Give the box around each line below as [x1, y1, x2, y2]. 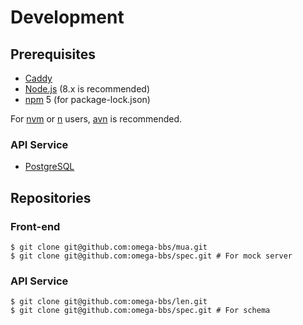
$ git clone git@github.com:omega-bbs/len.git [10, 297, 208, 307]
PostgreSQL [24, 161, 75, 173]
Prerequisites [10, 46, 96, 63]
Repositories [10, 189, 92, 206]
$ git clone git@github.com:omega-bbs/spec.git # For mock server [10, 251, 293, 261]
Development [10, 6, 125, 29]
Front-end [10, 219, 61, 233]
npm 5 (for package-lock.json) [24, 94, 151, 105]
